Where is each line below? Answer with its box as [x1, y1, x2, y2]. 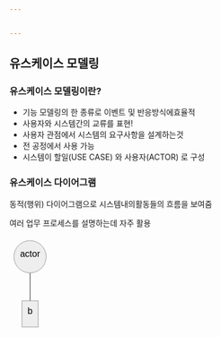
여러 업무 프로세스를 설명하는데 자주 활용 [9, 217, 151, 229]
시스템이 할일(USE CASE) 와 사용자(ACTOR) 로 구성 [22, 151, 205, 162]
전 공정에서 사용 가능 [22, 141, 95, 151]
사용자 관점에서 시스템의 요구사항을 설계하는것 [22, 129, 184, 140]
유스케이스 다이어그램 [9, 177, 97, 189]
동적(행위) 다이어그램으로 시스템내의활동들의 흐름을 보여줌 [9, 198, 213, 209]
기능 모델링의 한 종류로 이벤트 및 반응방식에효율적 [22, 107, 196, 117]
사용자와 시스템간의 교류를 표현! [22, 118, 133, 129]
